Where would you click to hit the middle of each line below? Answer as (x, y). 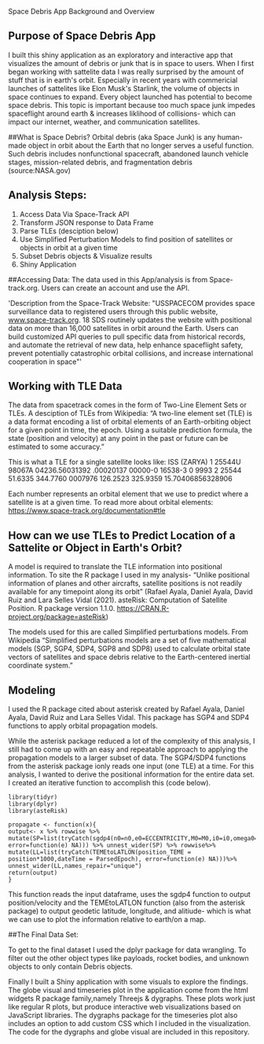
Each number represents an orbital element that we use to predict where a (128, 494)
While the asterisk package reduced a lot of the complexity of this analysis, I (132, 741)
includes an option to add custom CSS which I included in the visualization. (130, 1024)
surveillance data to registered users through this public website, (113, 311)
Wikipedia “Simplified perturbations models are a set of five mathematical (127, 641)
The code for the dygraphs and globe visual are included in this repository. (129, 1032)
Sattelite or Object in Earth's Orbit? (95, 548)
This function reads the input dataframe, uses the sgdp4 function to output (130, 895)
